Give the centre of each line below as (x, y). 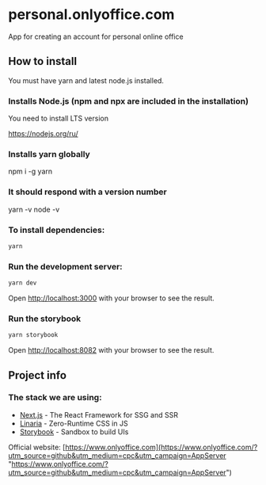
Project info (38, 375)
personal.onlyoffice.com (91, 15)
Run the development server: (65, 266)
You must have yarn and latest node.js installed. (86, 80)
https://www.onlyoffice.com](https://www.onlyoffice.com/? (161, 447)
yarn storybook (33, 335)
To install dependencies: (57, 230)
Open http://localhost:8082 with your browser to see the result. (111, 350)
